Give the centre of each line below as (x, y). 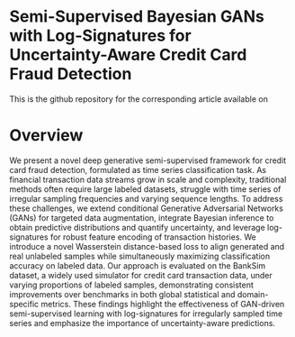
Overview (46, 136)
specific (24, 304)
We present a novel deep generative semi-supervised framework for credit (148, 160)
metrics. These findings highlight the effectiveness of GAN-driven (163, 304)
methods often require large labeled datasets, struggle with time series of (145, 189)
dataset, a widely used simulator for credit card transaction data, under (141, 275)
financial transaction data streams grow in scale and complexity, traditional (148, 179)
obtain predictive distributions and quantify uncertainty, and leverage (137, 227)
